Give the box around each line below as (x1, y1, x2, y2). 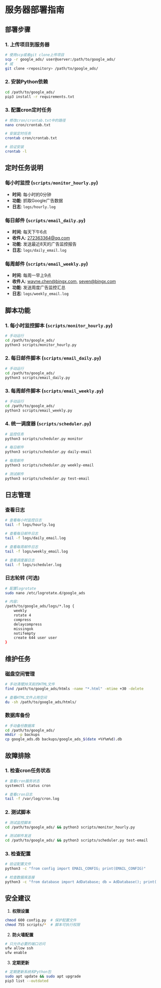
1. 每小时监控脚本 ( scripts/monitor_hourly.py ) (5, 322, 113, 329)
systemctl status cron (5, 783, 51, 788)
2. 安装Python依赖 (5, 78, 48, 85)
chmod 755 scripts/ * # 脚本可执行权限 (5, 922, 80, 927)
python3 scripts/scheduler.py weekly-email (5, 463, 94, 468)
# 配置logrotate (5, 586, 36, 591)
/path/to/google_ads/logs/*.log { (5, 604, 75, 609)
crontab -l (5, 149, 27, 154)
